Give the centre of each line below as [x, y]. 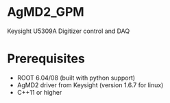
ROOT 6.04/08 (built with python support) [76, 78]
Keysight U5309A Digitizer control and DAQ [69, 31]
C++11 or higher [39, 92]
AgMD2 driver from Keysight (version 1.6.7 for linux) [90, 85]
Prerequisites [46, 59]
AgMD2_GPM [46, 12]
